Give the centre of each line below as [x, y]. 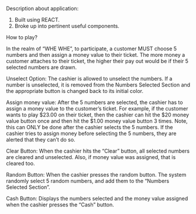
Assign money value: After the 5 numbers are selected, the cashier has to [94, 102]
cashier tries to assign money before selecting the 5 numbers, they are [91, 133]
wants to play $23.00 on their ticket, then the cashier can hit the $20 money [97, 115]
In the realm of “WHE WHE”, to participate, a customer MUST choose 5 [92, 49]
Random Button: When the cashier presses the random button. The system [96, 175]
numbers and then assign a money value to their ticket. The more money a [96, 55]
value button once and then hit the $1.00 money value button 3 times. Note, [97, 121]
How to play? [22, 37]
